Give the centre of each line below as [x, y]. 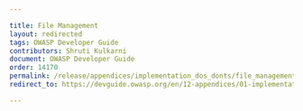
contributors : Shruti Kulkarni [68, 51]
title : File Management [54, 25]
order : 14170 [34, 68]
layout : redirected [46, 34]
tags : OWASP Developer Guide [64, 42]
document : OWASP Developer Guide [72, 60]
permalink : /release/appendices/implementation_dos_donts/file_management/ [155, 76]
